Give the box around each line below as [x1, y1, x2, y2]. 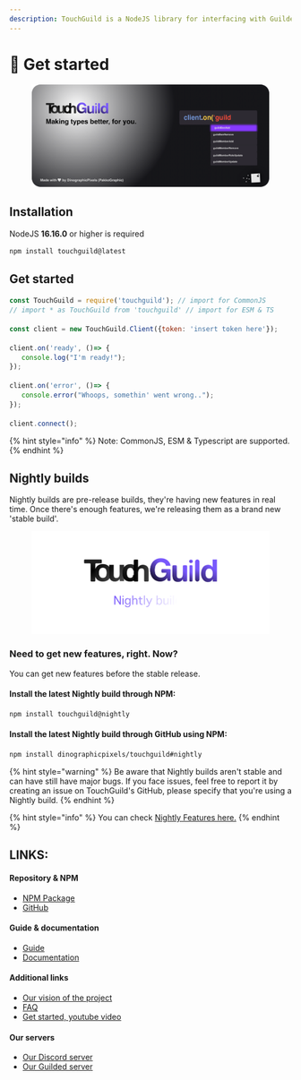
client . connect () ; [9, 419, 78, 428]
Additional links [9, 973, 69, 983]
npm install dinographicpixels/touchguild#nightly [9, 750, 202, 759]
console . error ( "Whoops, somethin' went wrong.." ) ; [21, 390, 215, 399]
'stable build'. [9, 513, 59, 524]
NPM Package [21, 892, 75, 904]
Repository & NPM [9, 872, 79, 883]
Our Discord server [21, 1052, 93, 1063]
